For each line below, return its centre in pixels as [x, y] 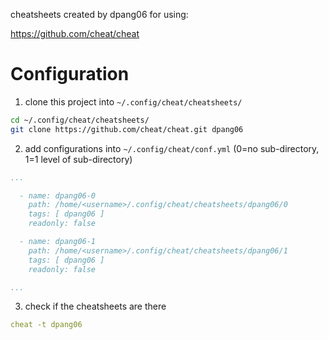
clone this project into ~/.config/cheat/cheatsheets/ [133, 101]
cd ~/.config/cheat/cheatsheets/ [80, 120]
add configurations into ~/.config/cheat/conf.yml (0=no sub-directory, [172, 148]
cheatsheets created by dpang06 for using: [99, 14]
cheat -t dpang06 [46, 325]
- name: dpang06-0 [58, 195]
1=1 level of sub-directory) [78, 159]
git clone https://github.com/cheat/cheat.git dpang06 [127, 129]
